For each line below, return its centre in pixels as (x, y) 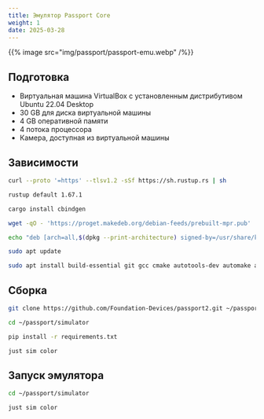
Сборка (27, 290)
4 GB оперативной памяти (64, 121)
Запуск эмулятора (56, 375)
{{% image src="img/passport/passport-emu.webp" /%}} (101, 53)
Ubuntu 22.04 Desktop (57, 105)
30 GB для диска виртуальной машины (85, 113)
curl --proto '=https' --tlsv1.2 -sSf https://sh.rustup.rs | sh (117, 181)
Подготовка (38, 77)
